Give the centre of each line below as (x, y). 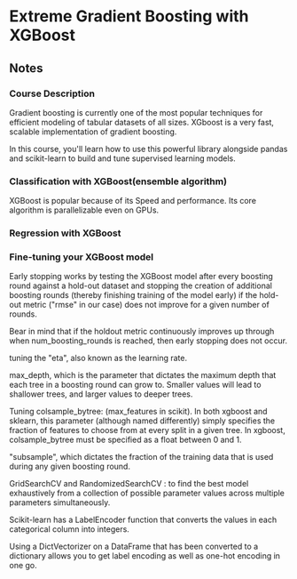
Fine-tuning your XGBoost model (81, 257)
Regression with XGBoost (65, 233)
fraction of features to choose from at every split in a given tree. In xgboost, (147, 430)
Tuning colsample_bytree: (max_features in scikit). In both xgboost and (138, 412)
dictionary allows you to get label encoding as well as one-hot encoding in (145, 556)
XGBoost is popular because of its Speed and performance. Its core (133, 201)
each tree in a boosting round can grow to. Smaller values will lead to (135, 385)
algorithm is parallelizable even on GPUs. (84, 210)
